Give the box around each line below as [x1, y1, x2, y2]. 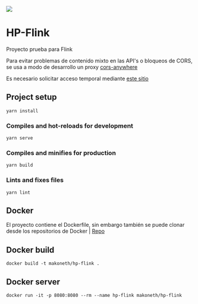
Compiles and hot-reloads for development [6, 122, 134, 130]
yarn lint [6, 189, 31, 195]
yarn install [6, 107, 39, 114]
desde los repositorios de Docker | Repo [6, 227, 105, 235]
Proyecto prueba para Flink [6, 45, 73, 53]
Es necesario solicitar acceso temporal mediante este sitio [6, 75, 149, 82]
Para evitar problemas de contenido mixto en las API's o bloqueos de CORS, [6, 57, 193, 64]
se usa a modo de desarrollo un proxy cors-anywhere [6, 63, 138, 71]
